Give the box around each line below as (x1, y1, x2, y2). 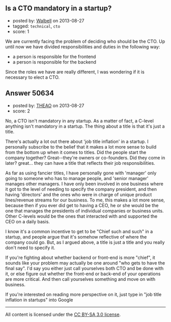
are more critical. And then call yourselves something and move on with (5, 276, 156, 282)
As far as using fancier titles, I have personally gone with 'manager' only (5, 170, 157, 176)
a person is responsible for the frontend (12, 53, 96, 60)
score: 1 (12, 28, 30, 35)
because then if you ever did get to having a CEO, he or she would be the (5, 202, 159, 208)
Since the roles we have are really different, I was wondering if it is (5, 69, 145, 75)
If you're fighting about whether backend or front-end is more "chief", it (5, 254, 155, 260)
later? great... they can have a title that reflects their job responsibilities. (5, 160, 155, 166)
